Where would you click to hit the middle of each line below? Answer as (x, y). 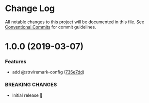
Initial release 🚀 (27, 95)
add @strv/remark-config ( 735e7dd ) (48, 72)
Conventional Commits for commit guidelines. (50, 27)
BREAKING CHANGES (31, 85)
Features (16, 62)
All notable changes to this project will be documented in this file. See (75, 22)
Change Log (30, 8)
